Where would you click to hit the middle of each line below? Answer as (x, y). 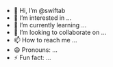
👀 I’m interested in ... (42, 18)
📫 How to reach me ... (45, 40)
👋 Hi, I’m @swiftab (39, 11)
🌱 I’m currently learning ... (50, 25)
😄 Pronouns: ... (36, 50)
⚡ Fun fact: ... (32, 57)
